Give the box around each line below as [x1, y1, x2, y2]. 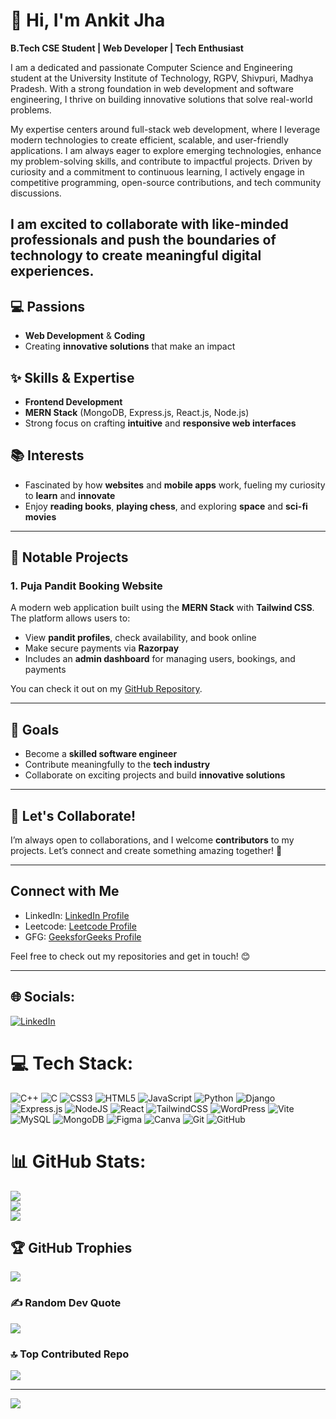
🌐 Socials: [10, 989, 76, 1006]
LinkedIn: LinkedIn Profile [24, 909, 130, 921]
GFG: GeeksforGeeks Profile [24, 930, 142, 943]
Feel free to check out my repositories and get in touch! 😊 [10, 950, 251, 962]
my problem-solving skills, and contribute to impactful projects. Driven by [10, 155, 313, 167]
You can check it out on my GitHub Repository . [10, 683, 203, 695]
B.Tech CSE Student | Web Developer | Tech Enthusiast [10, 42, 244, 54]
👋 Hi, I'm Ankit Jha [10, 9, 166, 32]
